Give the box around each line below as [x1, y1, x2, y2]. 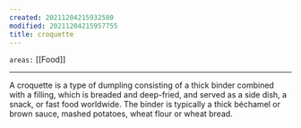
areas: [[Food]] [9, 55, 66, 65]
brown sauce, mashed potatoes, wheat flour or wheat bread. [9, 108, 233, 119]
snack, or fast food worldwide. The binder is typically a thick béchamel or [9, 99, 280, 110]
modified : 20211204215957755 [9, 21, 118, 30]
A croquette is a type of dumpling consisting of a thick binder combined [9, 80, 275, 90]
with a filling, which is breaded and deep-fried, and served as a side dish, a [9, 90, 288, 100]
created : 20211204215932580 [9, 13, 115, 22]
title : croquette [9, 30, 74, 38]
